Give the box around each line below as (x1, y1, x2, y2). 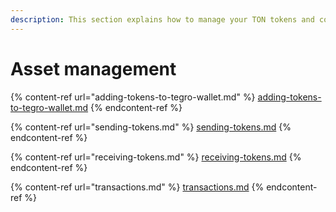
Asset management (10, 57, 177, 80)
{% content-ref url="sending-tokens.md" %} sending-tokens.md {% (10, 121, 292, 133)
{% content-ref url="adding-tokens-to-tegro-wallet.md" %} (10, 91, 256, 103)
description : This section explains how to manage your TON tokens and (10, 14, 315, 25)
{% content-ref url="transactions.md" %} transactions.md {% (10, 181, 265, 193)
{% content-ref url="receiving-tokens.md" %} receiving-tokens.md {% (10, 151, 302, 163)
